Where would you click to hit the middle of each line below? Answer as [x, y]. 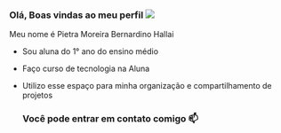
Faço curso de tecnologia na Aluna [86, 69]
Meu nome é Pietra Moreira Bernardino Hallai [92, 35]
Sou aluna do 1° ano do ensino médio [90, 51]
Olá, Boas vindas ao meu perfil [76, 15]
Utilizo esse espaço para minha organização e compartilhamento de [147, 86]
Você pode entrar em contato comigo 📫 [110, 119]
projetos [37, 95]
